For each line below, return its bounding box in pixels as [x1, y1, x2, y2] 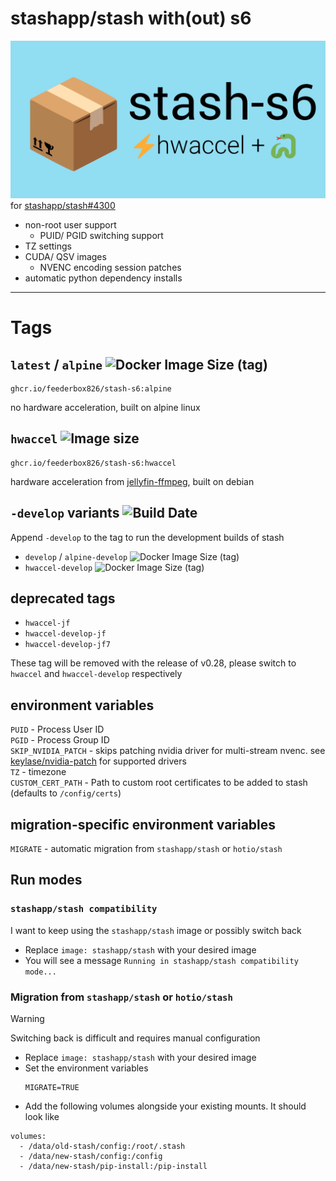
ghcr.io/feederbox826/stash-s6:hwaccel [10, 458, 177, 468]
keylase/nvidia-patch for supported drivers [10, 755, 187, 767]
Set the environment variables [24, 1062, 149, 1074]
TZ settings [24, 240, 72, 252]
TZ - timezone [10, 766, 67, 778]
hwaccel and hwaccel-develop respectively [10, 668, 183, 680]
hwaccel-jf [24, 618, 71, 629]
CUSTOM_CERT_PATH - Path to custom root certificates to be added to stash [10, 777, 308, 789]
